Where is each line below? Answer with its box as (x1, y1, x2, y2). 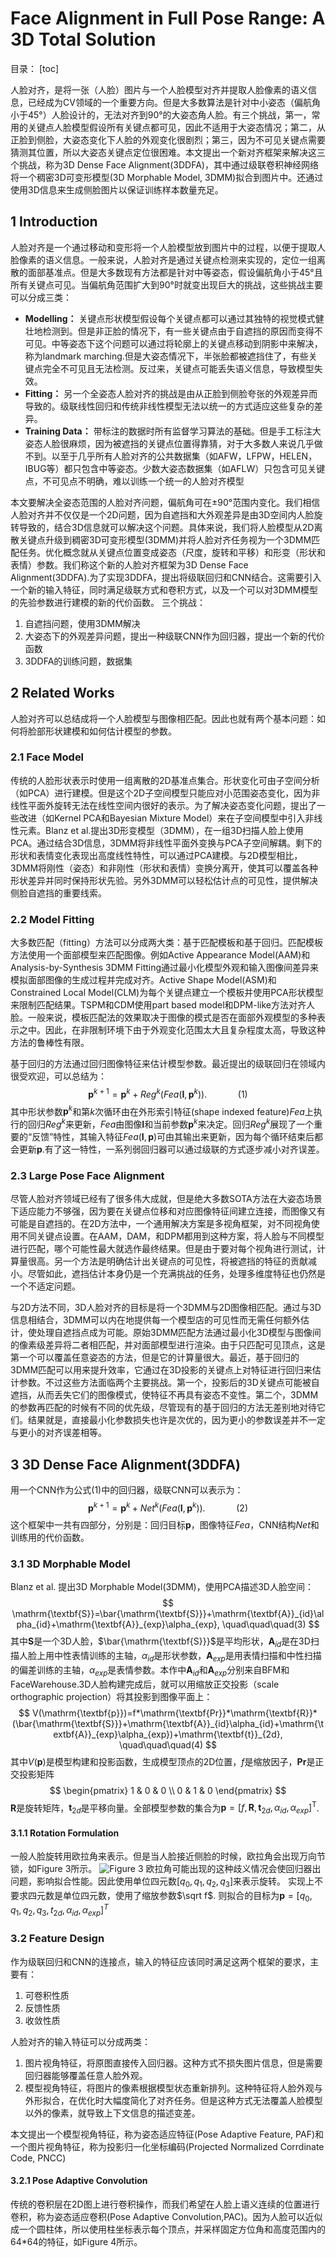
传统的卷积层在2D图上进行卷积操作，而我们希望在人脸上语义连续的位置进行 (10, 2198, 320, 2210)
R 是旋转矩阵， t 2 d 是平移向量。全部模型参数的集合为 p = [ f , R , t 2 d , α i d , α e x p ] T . (10, 1800, 320, 1816)
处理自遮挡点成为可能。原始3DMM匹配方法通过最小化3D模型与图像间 (36, 1327, 322, 1339)
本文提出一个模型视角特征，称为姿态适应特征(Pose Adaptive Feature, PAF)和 (10, 2128, 325, 2140)
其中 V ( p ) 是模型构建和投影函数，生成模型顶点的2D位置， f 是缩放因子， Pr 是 (10, 1755, 316, 1767)
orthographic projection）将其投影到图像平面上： (10, 1690, 213, 1702)
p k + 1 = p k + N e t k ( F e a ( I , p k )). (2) (87, 1500, 249, 1514)
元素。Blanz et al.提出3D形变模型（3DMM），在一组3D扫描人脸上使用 (18, 824, 304, 836)
